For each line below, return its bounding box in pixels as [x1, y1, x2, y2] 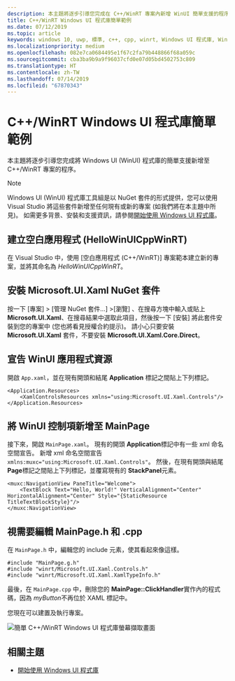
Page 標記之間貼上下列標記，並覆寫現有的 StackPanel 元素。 [7, 467, 180, 475]
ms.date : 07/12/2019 [7, 23, 68, 30]
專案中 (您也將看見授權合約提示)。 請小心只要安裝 [31, 322, 175, 330]
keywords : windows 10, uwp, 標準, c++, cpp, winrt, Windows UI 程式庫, [7, 36, 215, 43]
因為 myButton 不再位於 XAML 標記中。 [19, 593, 131, 603]
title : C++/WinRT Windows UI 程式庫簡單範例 [7, 17, 131, 24]
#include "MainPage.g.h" [7, 560, 80, 567]
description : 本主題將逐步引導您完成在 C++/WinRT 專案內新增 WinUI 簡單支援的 [7, 10, 219, 18]
